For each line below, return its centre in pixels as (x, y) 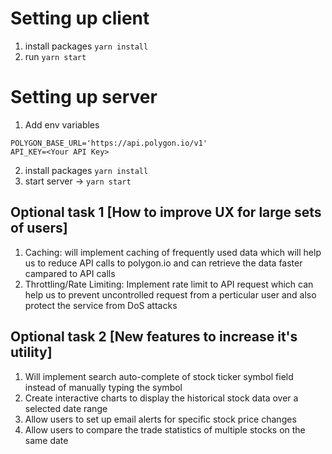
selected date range (66, 408)
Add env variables (62, 124)
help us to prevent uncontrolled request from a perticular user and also (170, 294)
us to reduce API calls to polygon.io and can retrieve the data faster (163, 263)
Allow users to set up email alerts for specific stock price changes (160, 419)
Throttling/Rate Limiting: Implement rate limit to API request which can (169, 284)
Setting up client (80, 18)
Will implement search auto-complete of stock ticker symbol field (159, 376)
